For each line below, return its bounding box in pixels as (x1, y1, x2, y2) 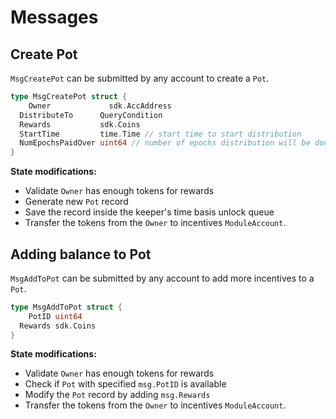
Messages (10, 6, 99, 29)
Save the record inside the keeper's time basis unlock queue (24, 206, 275, 218)
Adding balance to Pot (10, 246, 152, 263)
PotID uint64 (28, 311, 83, 321)
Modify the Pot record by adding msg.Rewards (24, 389, 211, 401)
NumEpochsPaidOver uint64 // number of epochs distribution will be (19, 138, 311, 148)
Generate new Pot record (24, 196, 129, 208)
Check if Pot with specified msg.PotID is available (24, 378, 227, 390)
